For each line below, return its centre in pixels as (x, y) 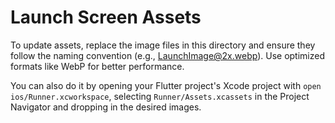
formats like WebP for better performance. (97, 66)
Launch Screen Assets (106, 17)
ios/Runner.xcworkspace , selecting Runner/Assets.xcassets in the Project (160, 96)
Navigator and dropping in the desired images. (106, 107)
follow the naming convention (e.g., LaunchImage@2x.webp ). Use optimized (167, 55)
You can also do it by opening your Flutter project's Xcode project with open (166, 85)
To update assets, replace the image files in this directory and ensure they (163, 45)
